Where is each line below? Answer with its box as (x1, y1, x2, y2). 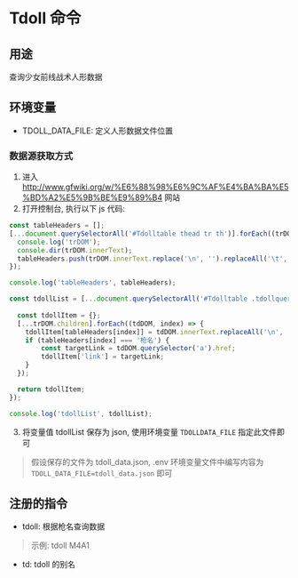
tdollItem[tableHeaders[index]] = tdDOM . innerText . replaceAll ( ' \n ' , (25, 327, 284, 336)
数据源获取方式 (9, 149, 74, 162)
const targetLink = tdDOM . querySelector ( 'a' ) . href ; (41, 344, 237, 353)
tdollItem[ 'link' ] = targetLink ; (41, 352, 165, 361)
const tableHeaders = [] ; (9, 221, 105, 230)
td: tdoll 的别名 (21, 559, 75, 570)
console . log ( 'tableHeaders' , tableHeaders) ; (9, 278, 176, 287)
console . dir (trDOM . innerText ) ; (17, 245, 133, 254)
